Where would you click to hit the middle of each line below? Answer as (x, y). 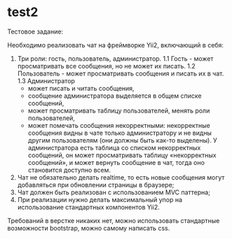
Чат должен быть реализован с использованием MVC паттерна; (114, 192)
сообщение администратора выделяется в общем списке (115, 96)
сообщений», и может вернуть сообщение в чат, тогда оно (116, 162)
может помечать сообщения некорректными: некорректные (119, 125)
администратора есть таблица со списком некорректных (114, 147)
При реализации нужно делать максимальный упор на (100, 199)
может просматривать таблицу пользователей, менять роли (119, 110)
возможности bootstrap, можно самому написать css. (89, 228)
